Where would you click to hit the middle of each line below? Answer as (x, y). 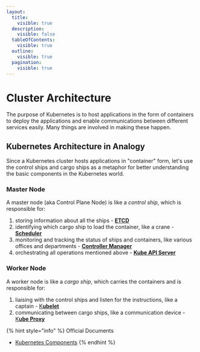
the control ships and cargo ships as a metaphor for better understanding (98, 167)
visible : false (36, 34)
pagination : (27, 62)
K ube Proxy (30, 319)
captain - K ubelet (37, 306)
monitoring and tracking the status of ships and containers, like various (103, 240)
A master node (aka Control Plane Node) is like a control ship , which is (94, 202)
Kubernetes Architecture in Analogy (76, 146)
